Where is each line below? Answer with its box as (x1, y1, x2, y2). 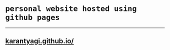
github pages (5, 13, 60, 22)
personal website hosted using (5, 4, 137, 13)
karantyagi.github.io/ (5, 37, 74, 45)
